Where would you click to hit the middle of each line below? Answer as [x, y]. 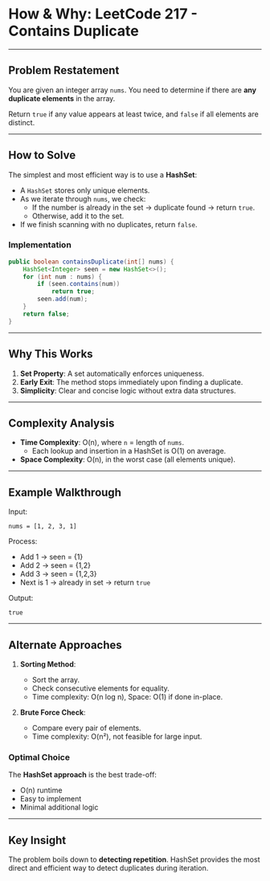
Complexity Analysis [61, 423]
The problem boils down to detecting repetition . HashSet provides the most [134, 859]
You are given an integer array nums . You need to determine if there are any [133, 90]
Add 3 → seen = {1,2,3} [59, 574]
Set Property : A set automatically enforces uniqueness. [112, 373]
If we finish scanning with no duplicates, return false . [108, 224]
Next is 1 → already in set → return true [85, 582]
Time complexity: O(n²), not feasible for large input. [117, 736]
